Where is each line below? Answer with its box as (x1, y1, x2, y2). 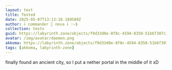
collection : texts (5, 26, 45, 31)
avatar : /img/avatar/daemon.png (5, 36, 74, 41)
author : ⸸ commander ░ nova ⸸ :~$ (5, 21, 78, 27)
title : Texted (5, 12, 36, 17)
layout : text (5, 7, 33, 13)
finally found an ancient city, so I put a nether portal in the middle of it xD (5, 59, 159, 65)
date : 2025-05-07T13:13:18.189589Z (5, 17, 81, 22)
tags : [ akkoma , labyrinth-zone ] (5, 45, 74, 50)
